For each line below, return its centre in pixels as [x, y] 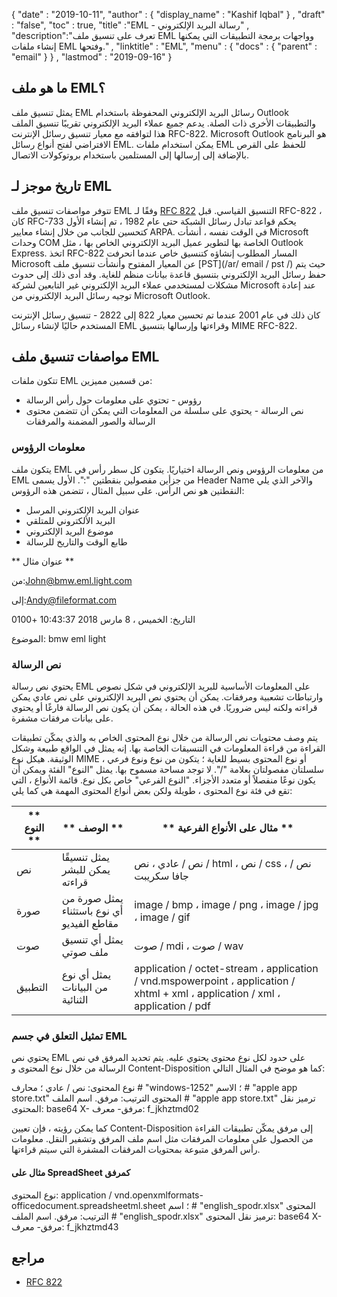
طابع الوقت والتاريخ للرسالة [76, 541]
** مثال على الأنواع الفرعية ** [227, 828]
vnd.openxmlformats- [159, 1195]
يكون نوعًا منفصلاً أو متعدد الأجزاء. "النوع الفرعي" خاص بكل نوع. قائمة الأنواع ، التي [163, 780]
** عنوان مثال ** [43, 561]
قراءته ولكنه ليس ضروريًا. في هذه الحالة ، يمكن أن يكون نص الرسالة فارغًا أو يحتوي [164, 708]
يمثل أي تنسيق [92, 940]
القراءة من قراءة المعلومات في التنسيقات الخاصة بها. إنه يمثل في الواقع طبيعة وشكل [168, 748]
